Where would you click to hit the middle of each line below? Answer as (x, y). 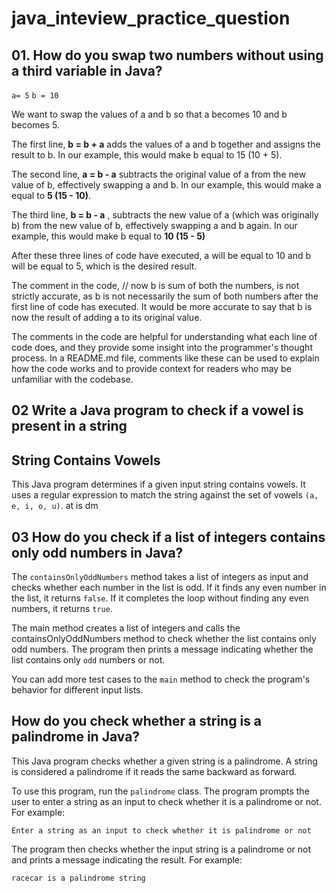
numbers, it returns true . (62, 609)
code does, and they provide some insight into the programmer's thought (162, 347)
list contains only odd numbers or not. (88, 660)
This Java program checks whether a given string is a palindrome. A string (164, 761)
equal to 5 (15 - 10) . (51, 195)
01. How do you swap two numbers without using (167, 55)
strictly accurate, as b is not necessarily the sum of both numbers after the (165, 296)
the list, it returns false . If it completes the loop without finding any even (160, 598)
